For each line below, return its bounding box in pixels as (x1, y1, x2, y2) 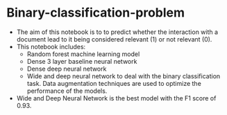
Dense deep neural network (26, 64, 107, 73)
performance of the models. (26, 87, 108, 95)
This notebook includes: (16, 42, 86, 51)
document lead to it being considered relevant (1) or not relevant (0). (16, 35, 212, 43)
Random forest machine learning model (26, 50, 140, 58)
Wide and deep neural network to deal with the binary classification (26, 71, 221, 80)
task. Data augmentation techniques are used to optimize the (26, 79, 202, 87)
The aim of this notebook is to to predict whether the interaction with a (16, 28, 219, 36)
